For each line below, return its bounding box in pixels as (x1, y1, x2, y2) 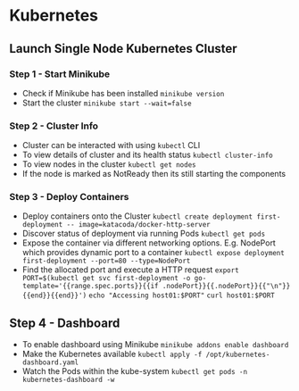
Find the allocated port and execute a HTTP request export (21, 264, 239, 275)
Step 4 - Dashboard (9, 315, 120, 330)
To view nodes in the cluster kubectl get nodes (21, 159, 196, 170)
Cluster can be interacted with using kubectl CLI (21, 140, 201, 151)
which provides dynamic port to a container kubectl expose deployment (21, 247, 286, 258)
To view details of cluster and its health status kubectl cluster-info (21, 149, 274, 161)
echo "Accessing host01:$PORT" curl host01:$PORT (88, 291, 275, 300)
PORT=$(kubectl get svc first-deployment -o (21, 274, 191, 283)
